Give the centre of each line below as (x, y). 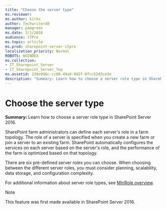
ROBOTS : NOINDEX (22, 56)
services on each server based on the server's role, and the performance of (83, 148)
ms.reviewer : (19, 14)
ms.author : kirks (23, 19)
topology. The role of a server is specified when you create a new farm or (80, 137)
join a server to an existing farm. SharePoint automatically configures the (79, 142)
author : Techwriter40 (27, 24)
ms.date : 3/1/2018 (24, 33)
